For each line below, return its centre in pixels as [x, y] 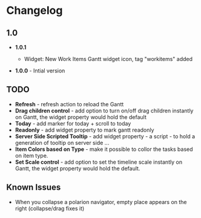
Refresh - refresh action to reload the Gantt [69, 104]
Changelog [35, 11]
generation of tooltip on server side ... [62, 143]
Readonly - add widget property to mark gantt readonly [84, 130]
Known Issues [34, 188]
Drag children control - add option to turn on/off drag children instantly [104, 111]
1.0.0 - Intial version [40, 71]
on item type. [31, 155]
